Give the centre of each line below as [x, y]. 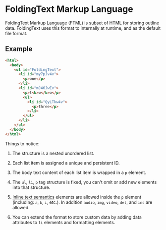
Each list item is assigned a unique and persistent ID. [66, 163]
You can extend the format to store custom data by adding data [77, 217]
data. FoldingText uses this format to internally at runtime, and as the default [83, 28]
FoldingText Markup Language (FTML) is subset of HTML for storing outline [82, 23]
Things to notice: [22, 144]
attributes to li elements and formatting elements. [64, 222]
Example [19, 49]
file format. [16, 33]
